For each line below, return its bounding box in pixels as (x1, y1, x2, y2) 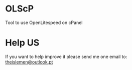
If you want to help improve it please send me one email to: (5, 53, 127, 59)
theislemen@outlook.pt (5, 58, 53, 65)
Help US (5, 37, 40, 48)
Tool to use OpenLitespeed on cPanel (5, 19, 83, 25)
